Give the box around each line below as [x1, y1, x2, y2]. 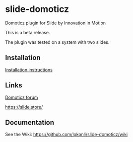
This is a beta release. [5, 29, 51, 35]
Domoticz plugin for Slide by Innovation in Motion [5, 20, 106, 26]
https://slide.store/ [5, 104, 43, 110]
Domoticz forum [5, 94, 38, 100]
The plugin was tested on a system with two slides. [5, 39, 110, 45]
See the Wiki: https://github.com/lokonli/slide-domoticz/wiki [5, 132, 128, 138]
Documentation [5, 118, 55, 127]
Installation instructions [5, 67, 53, 72]
